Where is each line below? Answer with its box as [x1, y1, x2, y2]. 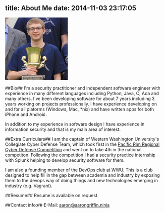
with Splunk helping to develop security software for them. [5, 157, 125, 163]
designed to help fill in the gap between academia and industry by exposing [5, 172, 160, 178]
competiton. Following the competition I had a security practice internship [5, 152, 156, 158]
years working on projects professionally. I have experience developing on [5, 101, 157, 106]
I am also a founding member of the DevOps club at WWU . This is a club [5, 167, 153, 173]
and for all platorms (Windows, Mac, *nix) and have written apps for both [5, 106, 154, 112]
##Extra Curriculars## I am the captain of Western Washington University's [5, 136, 160, 142]
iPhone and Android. [5, 111, 47, 117]
